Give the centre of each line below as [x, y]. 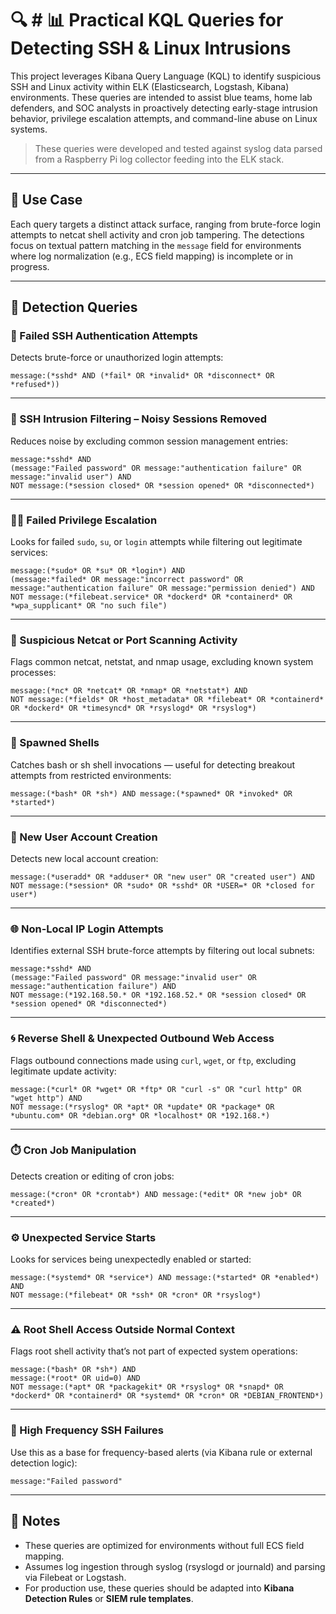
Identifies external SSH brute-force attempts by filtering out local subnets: [162, 951]
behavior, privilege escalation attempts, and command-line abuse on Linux [164, 118]
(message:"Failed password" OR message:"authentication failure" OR [156, 468]
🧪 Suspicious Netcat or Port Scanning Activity [124, 640]
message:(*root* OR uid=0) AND [75, 1378]
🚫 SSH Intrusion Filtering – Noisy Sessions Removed [139, 419]
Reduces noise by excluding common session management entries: [149, 441]
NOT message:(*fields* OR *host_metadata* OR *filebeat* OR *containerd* [167, 700]
